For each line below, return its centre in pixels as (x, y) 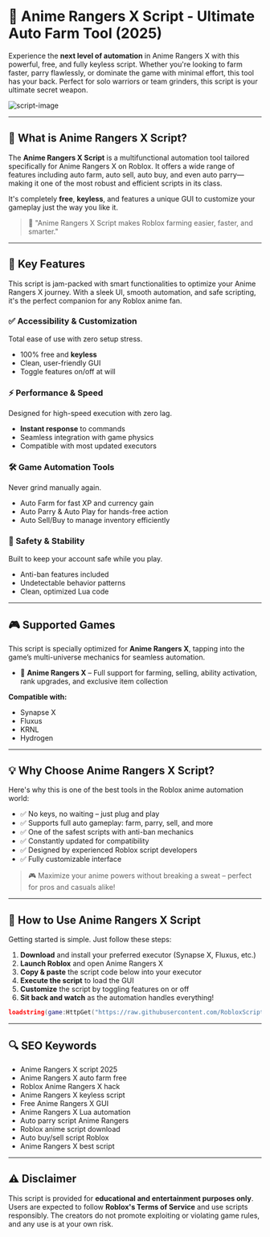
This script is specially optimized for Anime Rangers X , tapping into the (127, 648)
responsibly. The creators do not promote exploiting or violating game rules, (134, 1215)
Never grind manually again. (55, 488)
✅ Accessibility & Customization (73, 321)
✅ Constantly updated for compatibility (84, 841)
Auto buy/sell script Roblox (64, 1137)
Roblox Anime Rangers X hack (70, 1086)
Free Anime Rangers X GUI (64, 1103)
